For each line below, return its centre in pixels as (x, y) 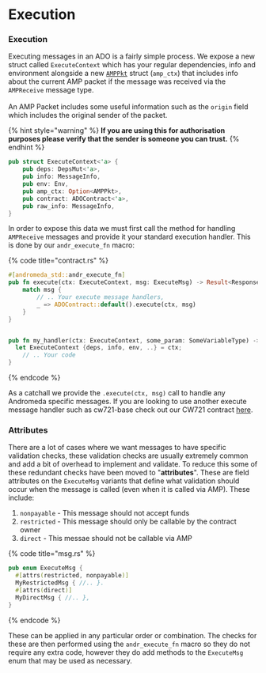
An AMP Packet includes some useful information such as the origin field (128, 107)
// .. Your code (49, 355)
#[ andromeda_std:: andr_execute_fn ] (67, 275)
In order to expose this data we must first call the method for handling (122, 229)
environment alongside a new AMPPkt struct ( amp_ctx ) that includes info (123, 74)
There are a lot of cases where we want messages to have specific (118, 448)
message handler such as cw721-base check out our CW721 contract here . (131, 410)
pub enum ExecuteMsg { (46, 568)
